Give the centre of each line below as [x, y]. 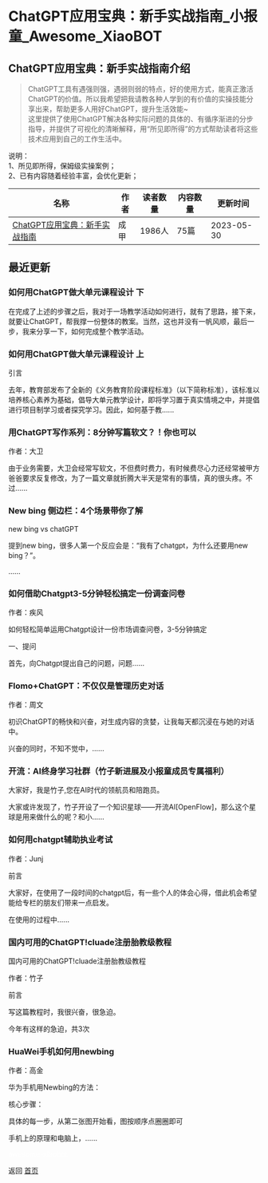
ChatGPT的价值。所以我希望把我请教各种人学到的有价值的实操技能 [137, 99]
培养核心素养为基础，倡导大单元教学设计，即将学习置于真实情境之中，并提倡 [134, 399]
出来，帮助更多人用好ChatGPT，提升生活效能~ [112, 109]
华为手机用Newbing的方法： [55, 1087]
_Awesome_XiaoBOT [93, 36]
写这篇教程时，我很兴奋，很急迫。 [64, 1012]
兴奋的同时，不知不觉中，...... [57, 749]
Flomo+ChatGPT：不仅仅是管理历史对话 [86, 686]
